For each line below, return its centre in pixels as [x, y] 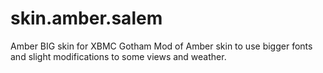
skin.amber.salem [86, 18]
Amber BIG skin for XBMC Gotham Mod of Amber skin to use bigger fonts [161, 46]
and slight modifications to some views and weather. [118, 56]
